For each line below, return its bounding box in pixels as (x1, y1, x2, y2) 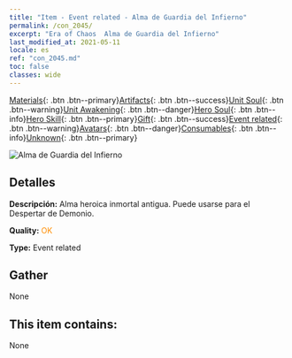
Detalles (9, 175, 56, 190)
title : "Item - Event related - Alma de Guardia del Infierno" (9, 12, 248, 22)
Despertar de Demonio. (9, 208, 95, 218)
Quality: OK (9, 225, 53, 235)
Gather (9, 267, 49, 283)
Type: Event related (9, 242, 81, 253)
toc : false (9, 63, 50, 72)
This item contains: (9, 316, 118, 331)
